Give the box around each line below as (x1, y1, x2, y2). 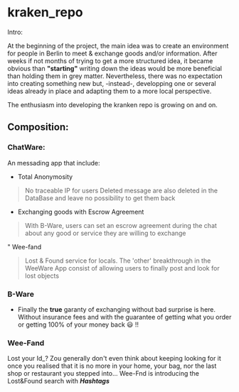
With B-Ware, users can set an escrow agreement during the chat (24, 221, 217, 229)
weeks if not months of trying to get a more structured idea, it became (7, 56, 213, 65)
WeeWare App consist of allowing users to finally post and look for (24, 263, 220, 272)
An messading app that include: (7, 158, 100, 167)
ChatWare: (7, 143, 46, 153)
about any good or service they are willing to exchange (24, 229, 186, 237)
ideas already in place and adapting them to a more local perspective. (7, 87, 212, 95)
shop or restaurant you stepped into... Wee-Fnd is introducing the (7, 369, 199, 378)
